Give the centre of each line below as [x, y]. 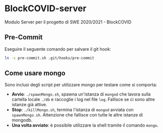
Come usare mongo [35, 73]
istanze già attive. [29, 105]
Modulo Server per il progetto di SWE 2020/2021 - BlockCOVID [68, 22]
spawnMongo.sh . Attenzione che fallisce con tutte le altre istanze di [77, 115]
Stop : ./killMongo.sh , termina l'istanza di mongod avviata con [72, 110]
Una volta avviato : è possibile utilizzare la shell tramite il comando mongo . [85, 125]
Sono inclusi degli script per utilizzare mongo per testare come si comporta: [81, 85]
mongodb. [22, 120]
